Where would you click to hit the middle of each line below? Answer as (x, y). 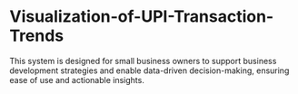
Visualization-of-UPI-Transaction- (142, 17)
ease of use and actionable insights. (77, 80)
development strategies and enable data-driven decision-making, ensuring (149, 70)
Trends (37, 36)
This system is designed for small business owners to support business (143, 61)
